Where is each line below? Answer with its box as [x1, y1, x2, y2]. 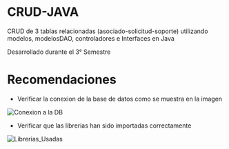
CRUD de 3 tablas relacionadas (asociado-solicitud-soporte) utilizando [7, 27, 208, 35]
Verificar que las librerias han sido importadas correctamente [17, 121, 192, 130]
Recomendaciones [7, 72, 117, 88]
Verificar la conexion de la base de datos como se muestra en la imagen [17, 95, 223, 103]
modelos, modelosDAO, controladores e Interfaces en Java [7, 34, 175, 42]
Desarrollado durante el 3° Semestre [7, 48, 111, 56]
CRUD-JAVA [7, 4, 79, 20]
